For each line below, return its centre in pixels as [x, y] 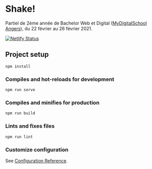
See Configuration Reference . [36, 161]
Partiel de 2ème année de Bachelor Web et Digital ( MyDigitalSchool [76, 23]
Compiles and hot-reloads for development [60, 79]
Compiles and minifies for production [52, 102]
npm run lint [19, 137]
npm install [18, 66]
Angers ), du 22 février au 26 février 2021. [49, 28]
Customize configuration [37, 150]
